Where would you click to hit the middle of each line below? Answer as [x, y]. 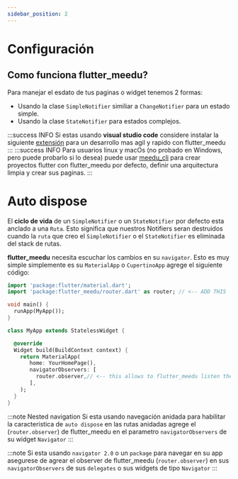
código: [18, 272]
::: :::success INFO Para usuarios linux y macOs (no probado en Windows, [115, 150]
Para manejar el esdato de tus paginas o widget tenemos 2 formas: [105, 92]
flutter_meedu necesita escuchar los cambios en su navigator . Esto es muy [119, 257]
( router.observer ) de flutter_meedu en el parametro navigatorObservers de [117, 431]
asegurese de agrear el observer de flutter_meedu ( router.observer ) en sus [118, 460]
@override [28, 343]
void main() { [28, 305]
